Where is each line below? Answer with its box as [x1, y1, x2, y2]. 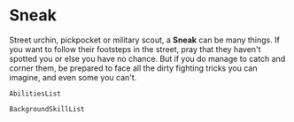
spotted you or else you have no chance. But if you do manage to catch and [9, 53, 286, 64]
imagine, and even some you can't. [9, 72, 137, 82]
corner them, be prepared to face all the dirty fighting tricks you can [9, 63, 258, 73]
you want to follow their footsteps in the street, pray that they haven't [9, 43, 261, 54]
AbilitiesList [9, 89, 62, 98]
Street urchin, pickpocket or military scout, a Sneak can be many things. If [9, 34, 281, 45]
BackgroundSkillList [9, 104, 86, 113]
